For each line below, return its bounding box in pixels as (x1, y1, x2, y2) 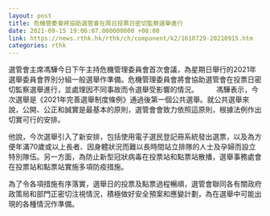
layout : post (8, 11, 52, 20)
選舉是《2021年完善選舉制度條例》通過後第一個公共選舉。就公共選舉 (14, 95, 243, 104)
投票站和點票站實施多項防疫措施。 (14, 162, 129, 172)
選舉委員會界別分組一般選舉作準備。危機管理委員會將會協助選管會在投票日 (8, 75, 255, 84)
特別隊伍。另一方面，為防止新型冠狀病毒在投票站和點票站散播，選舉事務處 (8, 152, 255, 161)
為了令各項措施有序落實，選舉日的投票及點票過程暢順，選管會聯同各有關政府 (8, 179, 262, 189)
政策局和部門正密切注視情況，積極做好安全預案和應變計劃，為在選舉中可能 (8, 190, 255, 199)
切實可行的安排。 (8, 115, 65, 124)
